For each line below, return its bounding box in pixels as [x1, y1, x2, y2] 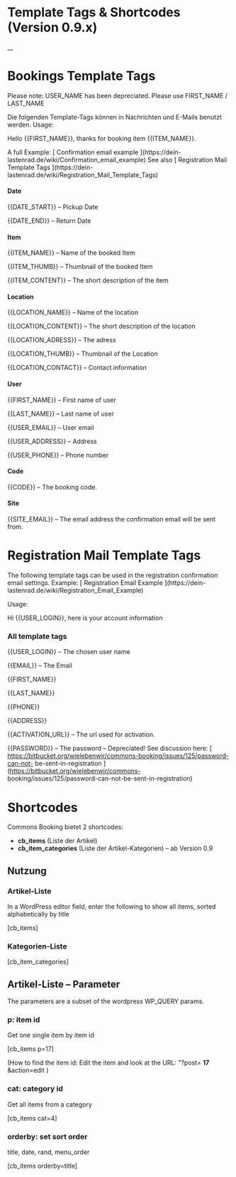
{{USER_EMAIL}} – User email [7, 423, 94, 431]
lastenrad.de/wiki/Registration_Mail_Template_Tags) [7, 170, 158, 179]
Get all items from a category [7, 1100, 92, 1109]
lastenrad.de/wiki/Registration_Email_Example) [7, 586, 144, 595]
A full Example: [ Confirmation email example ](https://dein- [7, 147, 182, 157]
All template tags [7, 631, 67, 641]
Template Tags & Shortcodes [7, 4, 181, 21]
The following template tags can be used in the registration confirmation [7, 571, 218, 580]
